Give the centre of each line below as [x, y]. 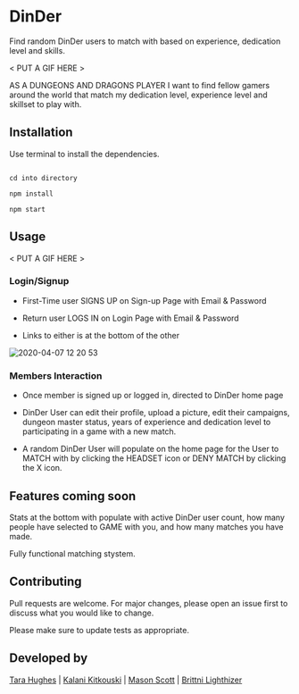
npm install [31, 194]
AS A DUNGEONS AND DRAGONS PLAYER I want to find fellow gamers [140, 85]
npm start [28, 209]
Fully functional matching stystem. [72, 553]
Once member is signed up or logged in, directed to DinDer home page [153, 396]
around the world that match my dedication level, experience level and [138, 95]
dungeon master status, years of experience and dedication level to [146, 422]
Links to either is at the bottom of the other [101, 335]
